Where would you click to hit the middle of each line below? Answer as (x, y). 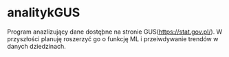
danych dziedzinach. (37, 46)
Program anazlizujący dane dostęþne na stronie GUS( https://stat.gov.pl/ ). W (115, 32)
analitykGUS (44, 13)
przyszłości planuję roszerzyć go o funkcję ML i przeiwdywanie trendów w (113, 38)
